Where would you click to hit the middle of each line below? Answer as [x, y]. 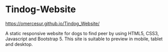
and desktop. [19, 44]
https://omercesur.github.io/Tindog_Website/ [53, 23]
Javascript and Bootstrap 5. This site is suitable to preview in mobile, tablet [84, 39]
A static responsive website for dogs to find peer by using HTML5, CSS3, [82, 33]
